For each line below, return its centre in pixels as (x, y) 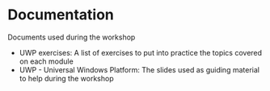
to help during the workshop (66, 78)
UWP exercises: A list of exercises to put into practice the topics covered (141, 52)
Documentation (61, 15)
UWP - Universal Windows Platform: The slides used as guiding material (139, 69)
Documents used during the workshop (72, 37)
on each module (46, 61)
